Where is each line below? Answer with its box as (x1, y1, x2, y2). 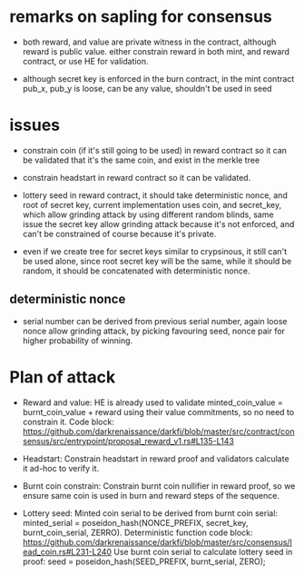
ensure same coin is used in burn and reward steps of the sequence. (22, 490, 279, 501)
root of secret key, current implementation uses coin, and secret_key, (22, 199, 282, 210)
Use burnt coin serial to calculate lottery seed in (113, 546, 293, 557)
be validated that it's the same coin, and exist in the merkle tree (22, 154, 260, 165)
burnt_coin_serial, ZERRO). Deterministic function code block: (22, 527, 253, 538)
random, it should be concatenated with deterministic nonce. (22, 265, 250, 276)
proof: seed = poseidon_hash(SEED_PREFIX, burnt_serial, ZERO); (22, 556, 266, 567)
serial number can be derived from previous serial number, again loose (22, 315, 288, 326)
